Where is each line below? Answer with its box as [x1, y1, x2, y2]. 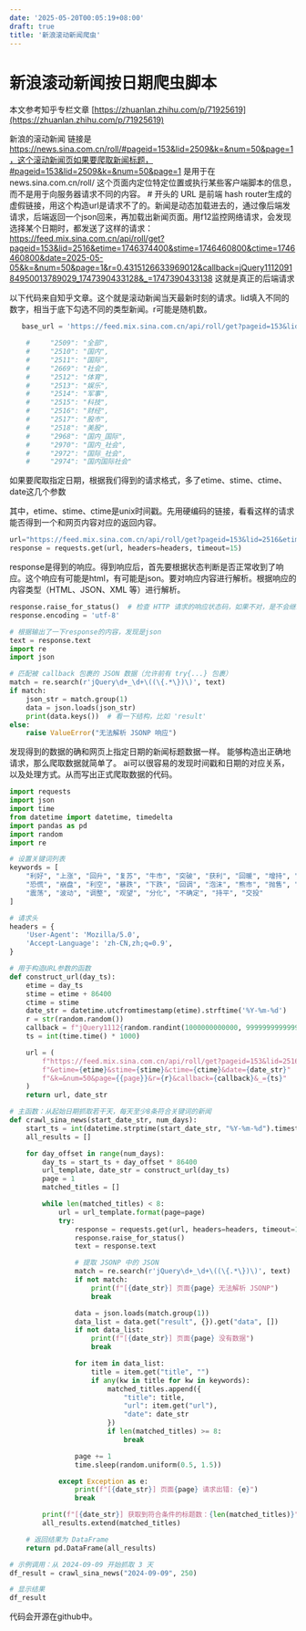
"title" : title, [123, 1393, 185, 1402]
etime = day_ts [25, 981, 84, 990]
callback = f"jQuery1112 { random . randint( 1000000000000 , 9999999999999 [25, 1023, 300, 1033]
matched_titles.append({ [107, 1384, 202, 1394]
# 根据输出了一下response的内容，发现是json [9, 627, 162, 637]
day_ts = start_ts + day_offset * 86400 [42, 1158, 198, 1167]
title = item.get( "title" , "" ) [90, 1367, 209, 1376]
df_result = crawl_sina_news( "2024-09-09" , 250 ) [9, 1568, 198, 1578]
